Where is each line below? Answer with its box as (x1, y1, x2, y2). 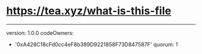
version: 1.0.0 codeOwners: (6, 29, 74, 36)
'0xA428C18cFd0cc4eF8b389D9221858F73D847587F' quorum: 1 (14, 40, 179, 48)
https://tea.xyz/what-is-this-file (6, 4, 171, 18)
